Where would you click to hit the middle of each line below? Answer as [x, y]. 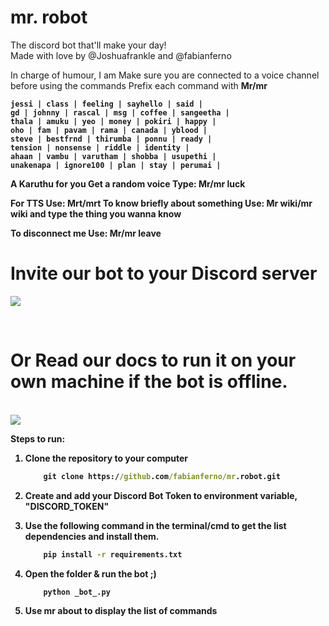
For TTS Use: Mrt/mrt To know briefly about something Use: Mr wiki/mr [161, 203]
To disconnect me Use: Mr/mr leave [86, 233]
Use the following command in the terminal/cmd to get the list [155, 525]
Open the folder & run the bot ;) [90, 573]
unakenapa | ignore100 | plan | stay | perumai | [116, 165]
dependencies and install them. [92, 536]
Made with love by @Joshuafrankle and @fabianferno [121, 55]
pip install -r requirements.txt [113, 554]
